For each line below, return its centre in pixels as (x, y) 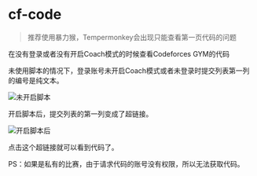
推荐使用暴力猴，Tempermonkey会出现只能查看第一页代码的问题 (132, 37)
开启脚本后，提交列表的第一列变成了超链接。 (81, 114)
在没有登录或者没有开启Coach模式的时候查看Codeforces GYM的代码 (119, 53)
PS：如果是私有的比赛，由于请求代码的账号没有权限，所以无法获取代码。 (126, 163)
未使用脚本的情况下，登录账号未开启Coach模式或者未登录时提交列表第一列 (129, 70)
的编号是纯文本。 (36, 80)
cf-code (35, 15)
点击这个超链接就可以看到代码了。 (63, 147)
